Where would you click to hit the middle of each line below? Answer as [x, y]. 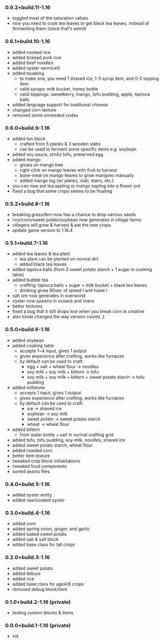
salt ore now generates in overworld [49, 296]
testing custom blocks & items [43, 612]
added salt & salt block [35, 539]
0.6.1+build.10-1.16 [28, 41]
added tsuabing [28, 73]
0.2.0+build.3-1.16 [28, 558]
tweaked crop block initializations [46, 461]
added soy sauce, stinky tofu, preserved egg [58, 154]
